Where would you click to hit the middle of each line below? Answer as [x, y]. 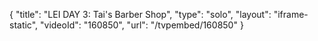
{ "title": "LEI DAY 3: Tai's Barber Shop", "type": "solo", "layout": [140, 14]
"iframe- [291, 14]
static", [24, 25]
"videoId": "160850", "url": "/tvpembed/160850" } [142, 25]
